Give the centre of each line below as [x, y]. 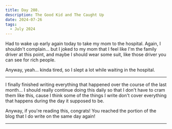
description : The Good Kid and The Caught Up [55, 15]
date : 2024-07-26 [24, 19]
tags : [11, 24]
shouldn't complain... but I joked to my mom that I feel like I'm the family [81, 49]
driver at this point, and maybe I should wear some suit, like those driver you [86, 55]
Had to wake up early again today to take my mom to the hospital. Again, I [83, 44]
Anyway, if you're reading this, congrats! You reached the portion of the [81, 111]
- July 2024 [23, 29]
